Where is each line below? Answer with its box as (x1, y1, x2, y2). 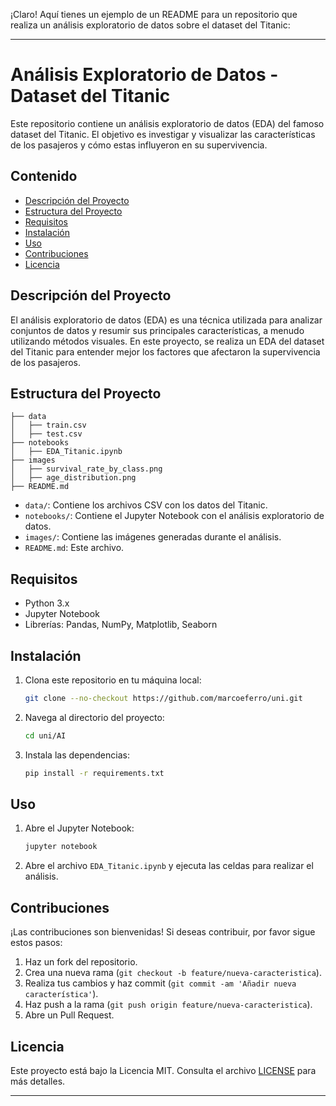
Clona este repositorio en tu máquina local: (24, 674, 202, 686)
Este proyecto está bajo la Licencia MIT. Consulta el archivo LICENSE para (10, 1064, 317, 1076)
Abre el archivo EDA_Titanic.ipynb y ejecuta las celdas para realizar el (24, 860, 314, 872)
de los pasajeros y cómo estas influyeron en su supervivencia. (10, 139, 268, 151)
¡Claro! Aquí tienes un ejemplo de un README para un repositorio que (10, 9, 298, 20)
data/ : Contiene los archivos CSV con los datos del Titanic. (24, 499, 268, 511)
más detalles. (10, 1075, 66, 1087)
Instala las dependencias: (24, 749, 130, 761)
